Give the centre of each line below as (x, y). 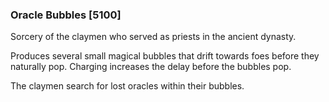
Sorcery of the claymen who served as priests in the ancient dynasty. (153, 37)
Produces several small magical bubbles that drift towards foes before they (165, 56)
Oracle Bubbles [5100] (66, 15)
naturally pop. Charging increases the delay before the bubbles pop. (151, 67)
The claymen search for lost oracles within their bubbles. (127, 86)
